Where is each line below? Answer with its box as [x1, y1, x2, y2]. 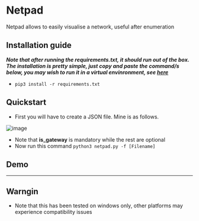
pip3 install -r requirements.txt [14, 81, 100, 87]
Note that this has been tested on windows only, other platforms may [14, 202, 184, 209]
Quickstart [6, 97, 47, 107]
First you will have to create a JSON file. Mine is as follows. [14, 113, 159, 120]
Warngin [6, 186, 38, 196]
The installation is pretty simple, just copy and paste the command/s [6, 62, 179, 69]
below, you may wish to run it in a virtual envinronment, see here [6, 69, 169, 76]
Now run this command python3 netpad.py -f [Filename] [14, 142, 156, 149]
